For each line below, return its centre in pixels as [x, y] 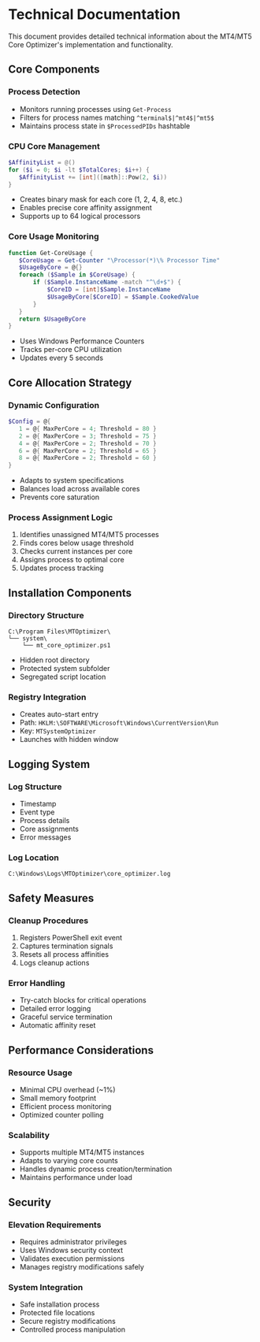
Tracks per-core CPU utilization [71, 350]
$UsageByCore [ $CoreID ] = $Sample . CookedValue [123, 297]
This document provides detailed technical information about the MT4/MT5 [130, 36]
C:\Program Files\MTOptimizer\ [59, 632]
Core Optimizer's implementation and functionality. [91, 44]
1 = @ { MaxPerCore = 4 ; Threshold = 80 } [87, 428]
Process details [45, 821]
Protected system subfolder [65, 669]
